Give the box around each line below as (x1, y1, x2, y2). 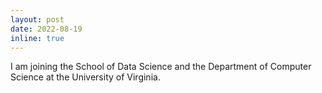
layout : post (10, 14, 65, 25)
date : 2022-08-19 (10, 24, 83, 34)
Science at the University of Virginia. (10, 71, 161, 83)
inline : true (10, 33, 65, 43)
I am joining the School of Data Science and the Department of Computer (10, 61, 312, 73)
